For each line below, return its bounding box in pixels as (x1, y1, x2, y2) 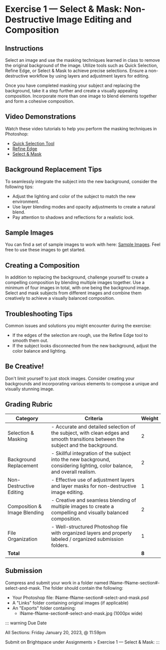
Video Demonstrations (5, 113, 76, 121)
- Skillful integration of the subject (51, 449, 131, 456)
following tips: (5, 184, 34, 190)
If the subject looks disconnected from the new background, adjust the (12, 343, 157, 349)
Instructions (5, 44, 43, 52)
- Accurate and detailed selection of (51, 423, 136, 430)
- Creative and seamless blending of (51, 496, 137, 503)
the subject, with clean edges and (51, 429, 129, 436)
